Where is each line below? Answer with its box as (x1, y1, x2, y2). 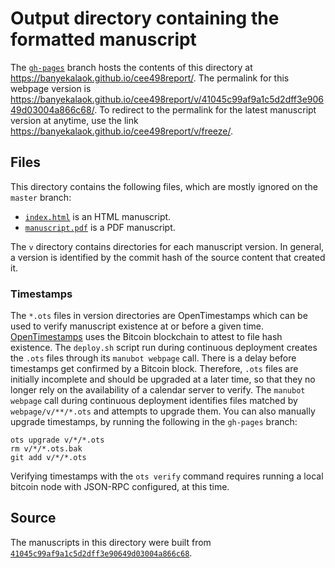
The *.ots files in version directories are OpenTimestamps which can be (10, 310, 308, 322)
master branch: (10, 191, 72, 203)
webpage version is (10, 82, 92, 94)
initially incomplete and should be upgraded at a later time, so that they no (10, 373, 316, 386)
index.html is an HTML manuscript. (24, 210, 172, 222)
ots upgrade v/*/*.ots (10, 435, 105, 446)
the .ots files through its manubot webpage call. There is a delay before (10, 352, 297, 364)
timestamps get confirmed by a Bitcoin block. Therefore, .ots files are (10, 363, 299, 375)
